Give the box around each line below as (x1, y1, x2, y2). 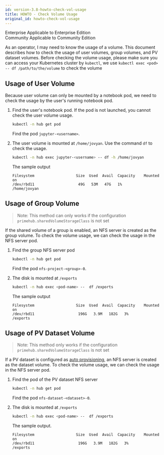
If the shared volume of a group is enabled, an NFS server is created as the (5, 227, 157, 233)
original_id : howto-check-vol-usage (5, 16, 80, 21)
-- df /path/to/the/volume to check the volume (5, 65, 102, 71)
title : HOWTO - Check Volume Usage (5, 12, 78, 17)
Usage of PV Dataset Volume (5, 329, 95, 337)
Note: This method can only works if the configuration (17, 212, 126, 218)
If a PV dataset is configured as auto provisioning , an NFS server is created (5, 356, 157, 363)
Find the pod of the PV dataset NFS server (12, 377, 98, 382)
